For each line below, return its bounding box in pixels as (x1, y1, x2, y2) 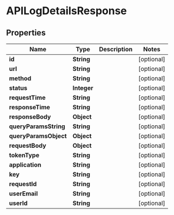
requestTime (9, 93, 46, 102)
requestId (9, 180, 37, 188)
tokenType (9, 151, 40, 159)
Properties (6, 28, 46, 38)
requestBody (9, 142, 47, 149)
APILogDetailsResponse (6, 4, 127, 18)
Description (99, 45, 133, 53)
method (9, 74, 31, 82)
